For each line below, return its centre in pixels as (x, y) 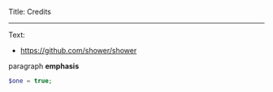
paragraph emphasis (44, 66)
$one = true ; (30, 81)
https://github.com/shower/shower (78, 50)
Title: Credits (30, 12)
